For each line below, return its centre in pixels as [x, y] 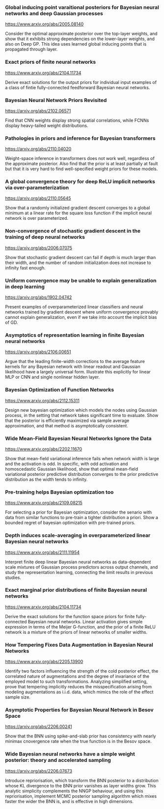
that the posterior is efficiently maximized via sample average [67, 420]
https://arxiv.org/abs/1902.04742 [39, 297]
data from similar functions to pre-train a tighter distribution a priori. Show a [82, 518]
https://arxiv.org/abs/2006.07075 [39, 248]
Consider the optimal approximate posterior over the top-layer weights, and [82, 34]
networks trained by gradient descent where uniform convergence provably [82, 312]
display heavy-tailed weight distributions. [47, 125]
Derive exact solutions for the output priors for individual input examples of [81, 82]
